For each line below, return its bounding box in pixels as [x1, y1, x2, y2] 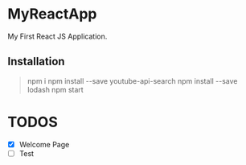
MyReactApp [7, 5, 97, 23]
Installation [7, 55, 65, 68]
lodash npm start [27, 85, 84, 94]
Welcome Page [18, 139, 70, 149]
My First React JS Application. [7, 31, 108, 41]
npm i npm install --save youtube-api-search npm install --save [27, 76, 238, 85]
